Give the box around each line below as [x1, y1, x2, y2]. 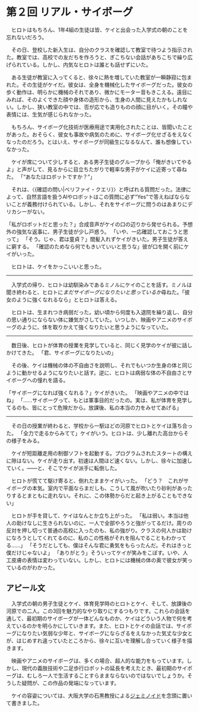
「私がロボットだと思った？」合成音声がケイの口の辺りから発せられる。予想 [6, 220, 193, 227]
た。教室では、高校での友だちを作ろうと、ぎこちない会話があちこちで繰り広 [6, 53, 193, 61]
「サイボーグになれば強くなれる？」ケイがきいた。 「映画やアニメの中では [6, 389, 190, 396]
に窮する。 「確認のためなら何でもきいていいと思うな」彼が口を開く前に [6, 243, 184, 250]
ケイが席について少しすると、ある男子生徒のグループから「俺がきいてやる [11, 158, 192, 165]
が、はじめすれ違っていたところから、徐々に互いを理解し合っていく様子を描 [6, 637, 192, 644]
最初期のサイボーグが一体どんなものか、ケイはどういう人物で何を [26, 615, 188, 622]
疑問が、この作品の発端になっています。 [21, 679, 120, 686]
